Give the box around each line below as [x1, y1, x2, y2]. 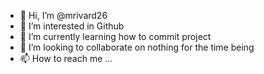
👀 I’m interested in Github [19, 20, 125, 32]
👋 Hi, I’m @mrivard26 [19, 10, 108, 21]
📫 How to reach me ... [19, 53, 113, 64]
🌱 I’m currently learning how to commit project [19, 31, 212, 42]
